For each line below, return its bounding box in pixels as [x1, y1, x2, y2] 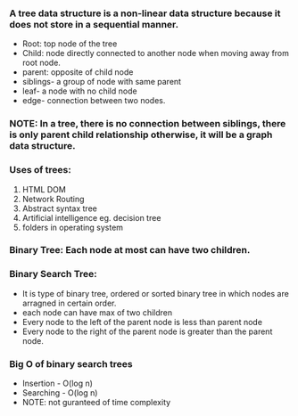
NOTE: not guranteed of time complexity [21, 397, 171, 408]
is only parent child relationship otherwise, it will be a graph [9, 128, 273, 141]
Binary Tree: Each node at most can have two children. [9, 244, 251, 257]
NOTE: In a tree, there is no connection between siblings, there [9, 118, 286, 130]
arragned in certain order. [21, 298, 117, 308]
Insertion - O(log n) [21, 378, 94, 389]
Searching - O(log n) [21, 387, 98, 398]
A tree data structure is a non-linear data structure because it [9, 7, 281, 20]
